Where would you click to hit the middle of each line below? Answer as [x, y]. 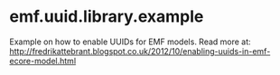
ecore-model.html [43, 61]
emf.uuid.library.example [107, 17]
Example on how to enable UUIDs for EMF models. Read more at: [130, 42]
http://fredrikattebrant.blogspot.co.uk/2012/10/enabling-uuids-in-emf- [140, 51]
